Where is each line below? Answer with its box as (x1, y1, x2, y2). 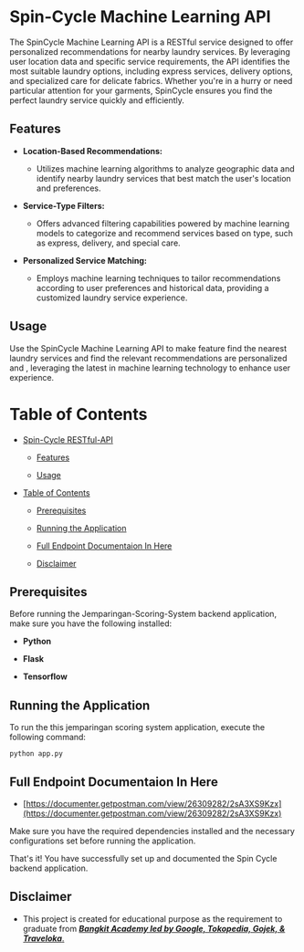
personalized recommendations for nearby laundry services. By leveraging (9, 46, 290, 57)
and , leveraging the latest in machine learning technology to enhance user (9, 362, 291, 373)
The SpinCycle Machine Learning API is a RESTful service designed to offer (9, 37, 294, 47)
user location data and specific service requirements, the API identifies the (9, 56, 290, 67)
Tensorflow (22, 671, 68, 682)
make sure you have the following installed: (9, 618, 173, 629)
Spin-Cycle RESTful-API (22, 434, 114, 445)
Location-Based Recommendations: (22, 145, 162, 156)
